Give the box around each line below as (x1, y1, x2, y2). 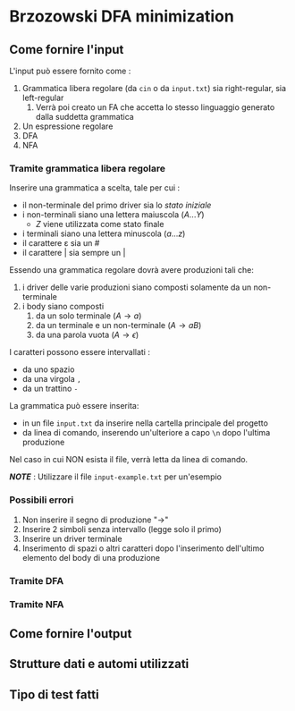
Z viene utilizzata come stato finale (35, 219, 164, 230)
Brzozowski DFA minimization (9, 6, 234, 27)
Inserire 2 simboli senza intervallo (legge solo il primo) (21, 523, 222, 534)
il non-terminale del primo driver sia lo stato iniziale (21, 199, 212, 211)
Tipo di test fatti (9, 687, 100, 702)
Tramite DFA (9, 574, 64, 587)
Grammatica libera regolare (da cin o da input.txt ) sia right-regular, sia (21, 83, 287, 93)
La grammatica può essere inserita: (9, 401, 139, 411)
